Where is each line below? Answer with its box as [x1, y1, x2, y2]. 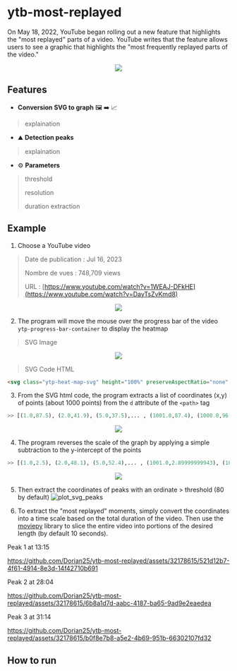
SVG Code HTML [24, 364, 75, 373]
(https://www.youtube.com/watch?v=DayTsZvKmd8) [24, 290, 178, 298]
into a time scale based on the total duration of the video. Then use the [17, 514, 224, 523]
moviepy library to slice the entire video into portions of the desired [17, 522, 213, 530]
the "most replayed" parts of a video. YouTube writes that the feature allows [7, 35, 228, 43]
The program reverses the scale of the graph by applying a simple [17, 439, 210, 447]
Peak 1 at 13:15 [7, 543, 50, 552]
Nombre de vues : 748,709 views [24, 268, 121, 277]
